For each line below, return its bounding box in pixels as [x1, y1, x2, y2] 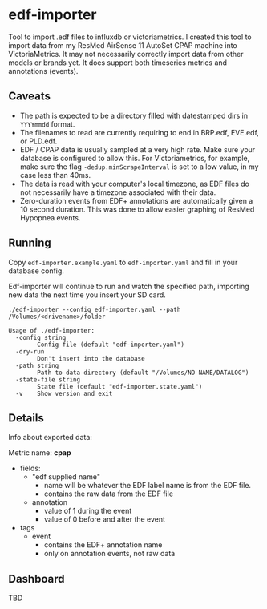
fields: [19, 463, 41, 474]
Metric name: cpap [8, 448, 71, 458]
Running [8, 236, 52, 250]
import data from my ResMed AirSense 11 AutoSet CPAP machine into [8, 40, 238, 50]
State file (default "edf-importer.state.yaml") [37, 382, 203, 390]
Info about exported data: [8, 433, 92, 442]
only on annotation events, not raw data [43, 549, 176, 559]
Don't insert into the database [37, 354, 146, 362]
